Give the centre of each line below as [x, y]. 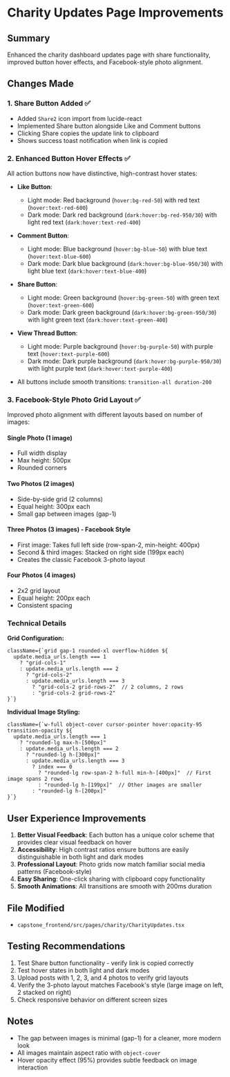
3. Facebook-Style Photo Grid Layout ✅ [74, 400]
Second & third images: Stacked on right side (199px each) [100, 552]
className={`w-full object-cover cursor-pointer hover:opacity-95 [105, 725]
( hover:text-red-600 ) [58, 207]
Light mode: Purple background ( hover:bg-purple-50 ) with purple [120, 346]
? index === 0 [52, 767]
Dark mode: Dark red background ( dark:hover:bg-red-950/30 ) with [122, 215]
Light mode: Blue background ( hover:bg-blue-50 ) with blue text [117, 249]
